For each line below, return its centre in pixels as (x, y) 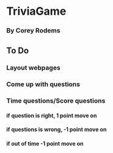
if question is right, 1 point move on (52, 116)
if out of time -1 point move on (45, 144)
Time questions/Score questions (56, 101)
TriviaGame (36, 11)
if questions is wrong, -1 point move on (56, 130)
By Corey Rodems (33, 31)
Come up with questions (43, 84)
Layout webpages (34, 68)
